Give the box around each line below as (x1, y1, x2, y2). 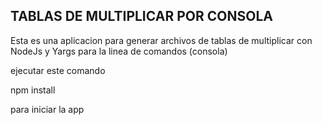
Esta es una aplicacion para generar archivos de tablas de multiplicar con (10, 34, 313, 46)
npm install (10, 84, 56, 96)
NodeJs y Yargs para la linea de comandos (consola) (10, 45, 228, 57)
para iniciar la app (10, 103, 85, 115)
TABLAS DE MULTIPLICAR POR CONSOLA (10, 8, 273, 25)
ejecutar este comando (10, 64, 106, 76)
